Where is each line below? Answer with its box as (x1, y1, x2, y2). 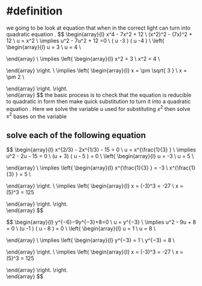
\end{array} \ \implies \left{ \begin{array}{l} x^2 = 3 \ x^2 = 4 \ (6, 55, 160, 62)
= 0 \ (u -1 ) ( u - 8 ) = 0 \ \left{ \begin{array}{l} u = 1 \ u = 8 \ (6, 225, 156, 232)
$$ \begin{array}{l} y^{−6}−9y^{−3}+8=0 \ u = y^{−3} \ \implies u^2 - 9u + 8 (6, 218, 197, 226)
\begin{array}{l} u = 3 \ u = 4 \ (6, 43, 81, 51)
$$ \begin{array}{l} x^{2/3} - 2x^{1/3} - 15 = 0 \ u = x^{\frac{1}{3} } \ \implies (6, 146, 196, 153)
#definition (6, 4, 63, 18)
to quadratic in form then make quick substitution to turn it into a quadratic (6, 98, 191, 105)
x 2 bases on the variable (6, 112, 68, 120)
